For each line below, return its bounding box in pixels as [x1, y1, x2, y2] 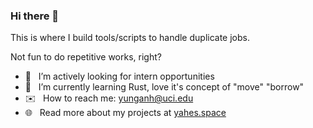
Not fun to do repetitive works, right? [10, 51, 162, 63]
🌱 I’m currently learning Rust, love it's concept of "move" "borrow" [24, 81, 305, 93]
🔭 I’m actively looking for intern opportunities [24, 70, 215, 83]
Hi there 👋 [10, 9, 60, 23]
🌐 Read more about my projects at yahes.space [24, 107, 227, 119]
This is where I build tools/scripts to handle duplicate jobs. [10, 32, 250, 44]
